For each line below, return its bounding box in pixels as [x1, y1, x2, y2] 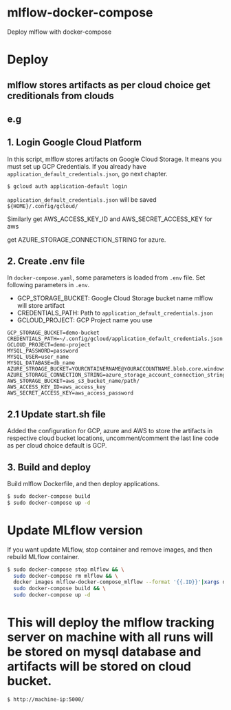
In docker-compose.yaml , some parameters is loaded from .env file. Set [7, 273, 206, 282]
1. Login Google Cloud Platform [7, 136, 142, 149]
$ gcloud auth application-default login [7, 182, 128, 190]
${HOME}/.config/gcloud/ [7, 202, 78, 209]
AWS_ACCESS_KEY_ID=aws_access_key [7, 384, 107, 390]
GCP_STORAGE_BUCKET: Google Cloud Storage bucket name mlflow [16, 294, 213, 302]
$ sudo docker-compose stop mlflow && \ [7, 566, 125, 573]
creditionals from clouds [7, 90, 115, 101]
